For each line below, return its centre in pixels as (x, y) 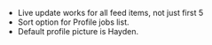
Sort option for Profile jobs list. (74, 22)
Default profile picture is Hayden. (78, 31)
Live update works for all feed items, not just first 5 (110, 13)
